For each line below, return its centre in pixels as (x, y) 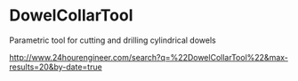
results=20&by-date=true (56, 67)
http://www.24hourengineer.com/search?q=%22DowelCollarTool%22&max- (149, 57)
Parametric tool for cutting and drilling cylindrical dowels (113, 40)
